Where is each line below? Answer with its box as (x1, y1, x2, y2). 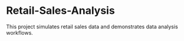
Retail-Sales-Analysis (6, 4, 115, 17)
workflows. (6, 29, 34, 36)
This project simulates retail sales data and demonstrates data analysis (6, 23, 178, 30)
